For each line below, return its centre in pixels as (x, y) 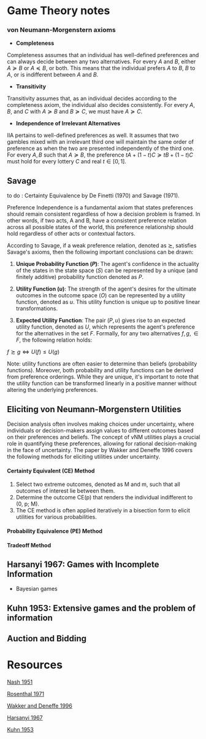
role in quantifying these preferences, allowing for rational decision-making (102, 444)
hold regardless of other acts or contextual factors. (71, 233)
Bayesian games (36, 589)
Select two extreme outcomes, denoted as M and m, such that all (98, 484)
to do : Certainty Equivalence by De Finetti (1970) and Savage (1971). (93, 196)
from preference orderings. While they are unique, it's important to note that (103, 377)
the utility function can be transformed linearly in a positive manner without (102, 383)
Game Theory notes (59, 11)
